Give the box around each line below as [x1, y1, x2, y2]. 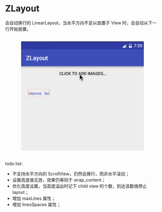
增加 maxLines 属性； [12, 195, 56, 202]
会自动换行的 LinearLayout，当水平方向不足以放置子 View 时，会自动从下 [5, 20, 153, 26]
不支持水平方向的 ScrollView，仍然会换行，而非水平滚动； [12, 171, 130, 177]
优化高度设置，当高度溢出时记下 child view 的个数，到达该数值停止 [12, 183, 147, 189]
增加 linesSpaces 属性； [12, 202, 61, 208]
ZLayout [5, 3, 40, 14]
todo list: [5, 161, 23, 167]
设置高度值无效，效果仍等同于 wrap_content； [12, 177, 106, 183]
